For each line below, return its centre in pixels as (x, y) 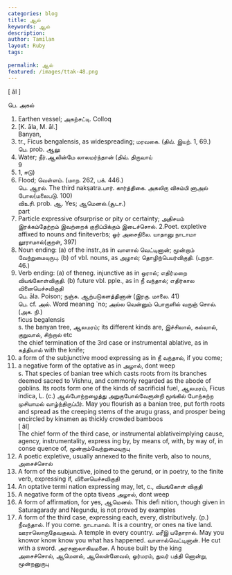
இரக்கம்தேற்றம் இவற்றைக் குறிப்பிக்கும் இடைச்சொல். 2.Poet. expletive (112, 226)
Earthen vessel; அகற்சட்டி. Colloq (64, 119)
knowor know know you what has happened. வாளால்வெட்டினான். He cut (119, 540)
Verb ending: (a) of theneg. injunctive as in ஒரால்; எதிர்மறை (102, 273)
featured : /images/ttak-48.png (53, 71)
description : (27, 33)
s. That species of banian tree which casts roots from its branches (112, 373)
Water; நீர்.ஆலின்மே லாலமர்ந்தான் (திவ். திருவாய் (85, 157)
